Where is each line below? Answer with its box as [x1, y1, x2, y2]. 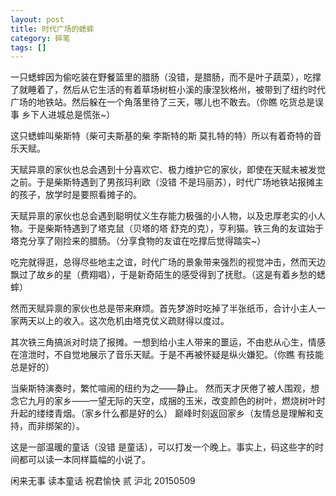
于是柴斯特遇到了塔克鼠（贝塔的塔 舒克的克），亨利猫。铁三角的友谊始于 [27, 222, 324, 235]
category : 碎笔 [10, 33, 71, 43]
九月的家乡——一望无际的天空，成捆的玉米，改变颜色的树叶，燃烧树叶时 [27, 395, 326, 407]
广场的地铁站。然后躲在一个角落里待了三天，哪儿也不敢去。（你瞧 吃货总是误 [10, 96, 324, 108]
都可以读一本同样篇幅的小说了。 [18, 454, 151, 466]
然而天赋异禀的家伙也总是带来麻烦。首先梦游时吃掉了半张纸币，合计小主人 [10, 302, 317, 315]
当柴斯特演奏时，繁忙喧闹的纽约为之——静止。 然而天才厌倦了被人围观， [10, 382, 311, 395]
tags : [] [10, 42, 47, 53]
